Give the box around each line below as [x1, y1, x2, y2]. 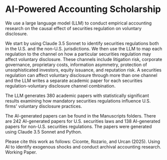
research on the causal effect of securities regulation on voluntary [5, 25, 142, 31]
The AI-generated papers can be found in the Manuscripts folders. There [5, 112, 156, 118]
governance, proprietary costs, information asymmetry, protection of [5, 61, 147, 67]
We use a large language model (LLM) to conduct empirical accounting [5, 20, 152, 26]
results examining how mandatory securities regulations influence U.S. [5, 97, 151, 103]
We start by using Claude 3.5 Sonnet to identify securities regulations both [5, 40, 159, 46]
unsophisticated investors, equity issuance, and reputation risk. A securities [5, 66, 162, 73]
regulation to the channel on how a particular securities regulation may [5, 51, 151, 57]
